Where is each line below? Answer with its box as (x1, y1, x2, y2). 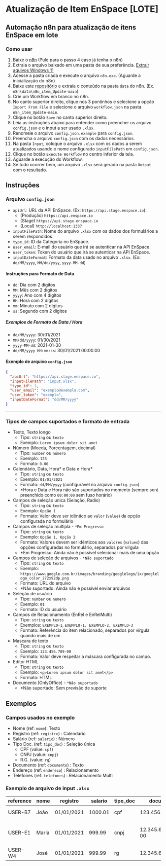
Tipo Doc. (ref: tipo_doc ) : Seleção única (12, 741, 96, 747)
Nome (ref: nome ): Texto (12, 725, 61, 731)
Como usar (5, 45, 33, 52)
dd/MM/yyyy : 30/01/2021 (12, 331, 61, 337)
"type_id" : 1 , (10, 383, 39, 388)
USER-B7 (8, 809, 31, 816)
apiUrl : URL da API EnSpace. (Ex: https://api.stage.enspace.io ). (12, 207, 147, 213)
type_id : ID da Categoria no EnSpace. (12, 238, 90, 245)
